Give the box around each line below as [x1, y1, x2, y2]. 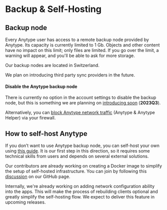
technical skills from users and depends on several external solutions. [5, 153, 149, 159]
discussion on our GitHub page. [5, 173, 70, 179]
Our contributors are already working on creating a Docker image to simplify [5, 163, 162, 169]
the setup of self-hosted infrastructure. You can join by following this [5, 168, 147, 174]
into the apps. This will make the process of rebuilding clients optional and [5, 188, 158, 194]
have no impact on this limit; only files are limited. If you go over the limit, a [5, 47, 159, 53]
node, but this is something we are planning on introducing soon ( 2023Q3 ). [5, 100, 161, 106]
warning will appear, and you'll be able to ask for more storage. [5, 52, 135, 58]
